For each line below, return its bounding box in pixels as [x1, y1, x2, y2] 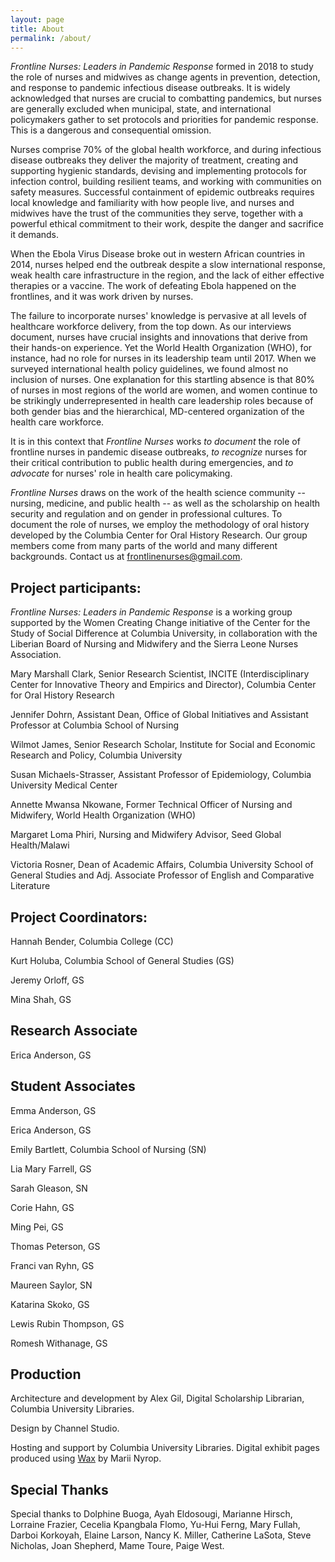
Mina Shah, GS [10, 994, 72, 1005]
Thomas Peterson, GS [10, 1240, 101, 1252]
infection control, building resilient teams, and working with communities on [10, 176, 322, 188]
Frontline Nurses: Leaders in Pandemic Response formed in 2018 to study [10, 61, 314, 73]
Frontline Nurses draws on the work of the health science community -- [10, 487, 306, 499]
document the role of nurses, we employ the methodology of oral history [10, 519, 310, 531]
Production [10, 1366, 82, 1383]
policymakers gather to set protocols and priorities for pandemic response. [10, 114, 319, 126]
